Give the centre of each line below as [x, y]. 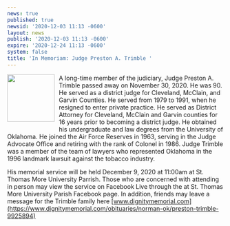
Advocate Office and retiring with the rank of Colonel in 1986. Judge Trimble [115, 144]
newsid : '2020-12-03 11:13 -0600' [57, 26]
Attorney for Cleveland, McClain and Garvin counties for [138, 114]
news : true [23, 13]
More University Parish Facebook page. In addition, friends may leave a [108, 194]
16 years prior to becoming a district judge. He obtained [138, 122]
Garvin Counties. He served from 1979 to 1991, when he [138, 100]
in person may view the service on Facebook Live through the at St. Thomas [115, 186]
